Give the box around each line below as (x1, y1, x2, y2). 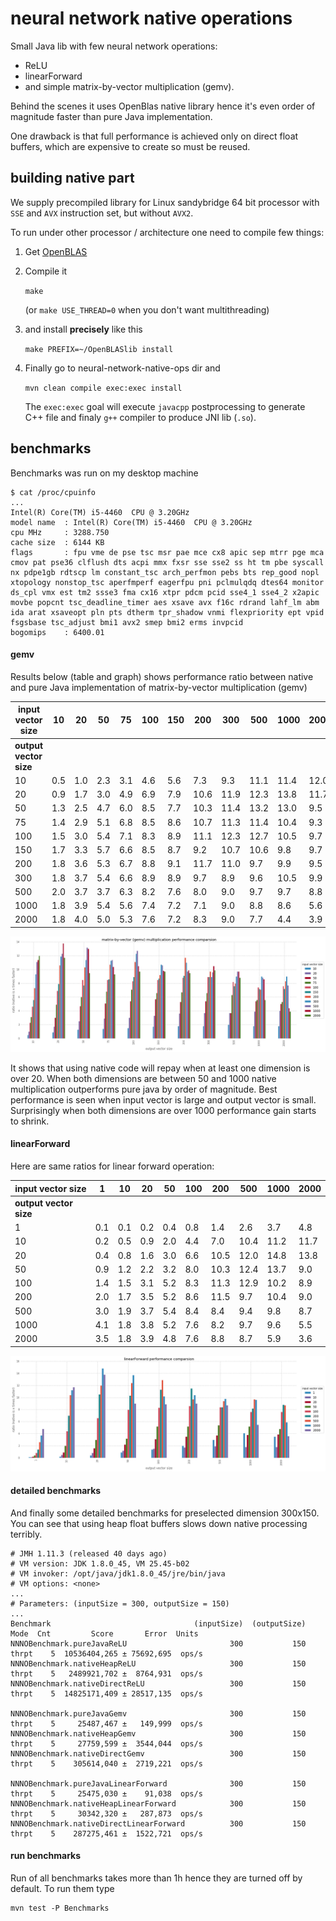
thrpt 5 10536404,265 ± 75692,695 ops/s (10, 1648, 203, 1659)
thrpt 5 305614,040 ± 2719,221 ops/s (10, 1758, 203, 1769)
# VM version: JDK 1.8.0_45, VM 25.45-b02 (10, 1558, 190, 1569)
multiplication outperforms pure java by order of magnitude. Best (10, 1083, 278, 1095)
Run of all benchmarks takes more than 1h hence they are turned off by (10, 1872, 303, 1884)
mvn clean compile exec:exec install (24, 383, 183, 393)
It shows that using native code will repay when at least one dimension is (10, 1062, 311, 1074)
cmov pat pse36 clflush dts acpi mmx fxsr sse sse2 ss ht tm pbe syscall (10, 557, 325, 567)
